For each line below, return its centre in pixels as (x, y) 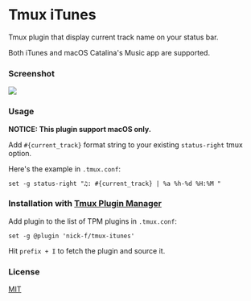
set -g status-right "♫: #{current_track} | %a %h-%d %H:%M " (115, 183)
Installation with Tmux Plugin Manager (85, 204)
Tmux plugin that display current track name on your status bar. (113, 37)
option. (20, 153)
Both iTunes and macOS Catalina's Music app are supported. (109, 52)
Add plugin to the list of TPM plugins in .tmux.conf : (93, 221)
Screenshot (31, 73)
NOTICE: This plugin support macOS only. (80, 129)
